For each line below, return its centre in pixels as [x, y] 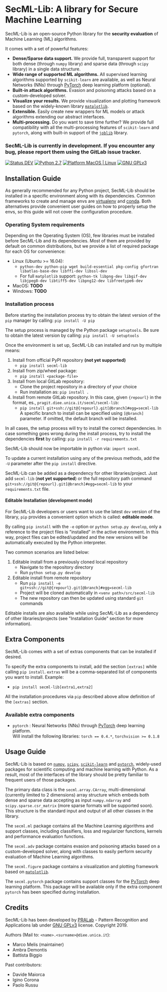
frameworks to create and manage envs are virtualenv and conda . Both [78, 201]
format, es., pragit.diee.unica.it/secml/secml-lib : [66, 402]
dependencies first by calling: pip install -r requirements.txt [71, 439]
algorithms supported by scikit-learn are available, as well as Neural [84, 79]
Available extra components [40, 715]
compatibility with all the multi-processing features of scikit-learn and [86, 127]
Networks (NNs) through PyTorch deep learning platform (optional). [82, 85]
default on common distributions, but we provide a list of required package [82, 246]
